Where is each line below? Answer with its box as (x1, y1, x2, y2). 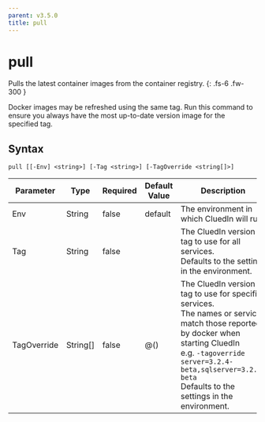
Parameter (15, 185, 56, 196)
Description (200, 185, 246, 196)
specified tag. (8, 119, 53, 129)
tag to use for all (180, 236, 241, 247)
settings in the (180, 391, 233, 402)
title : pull (8, 19, 47, 27)
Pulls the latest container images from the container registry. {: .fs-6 (8, 79, 230, 88)
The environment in (180, 204, 253, 215)
